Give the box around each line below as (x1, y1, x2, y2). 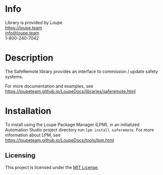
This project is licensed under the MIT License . (5, 164, 99, 170)
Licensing (5, 152, 36, 160)
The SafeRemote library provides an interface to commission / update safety (5, 68, 158, 74)
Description (5, 52, 54, 64)
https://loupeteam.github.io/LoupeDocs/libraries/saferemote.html (5, 88, 136, 94)
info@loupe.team (5, 30, 40, 36)
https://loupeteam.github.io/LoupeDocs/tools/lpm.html (5, 137, 114, 143)
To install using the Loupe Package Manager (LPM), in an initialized (5, 121, 140, 128)
